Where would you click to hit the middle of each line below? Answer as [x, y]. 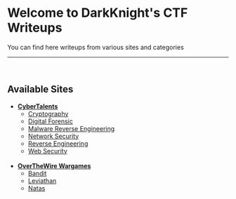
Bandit [37, 173]
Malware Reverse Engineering [71, 128]
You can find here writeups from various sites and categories [96, 47]
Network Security [53, 136]
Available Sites [40, 89]
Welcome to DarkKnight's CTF [98, 13]
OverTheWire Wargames [54, 165]
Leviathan [42, 181]
